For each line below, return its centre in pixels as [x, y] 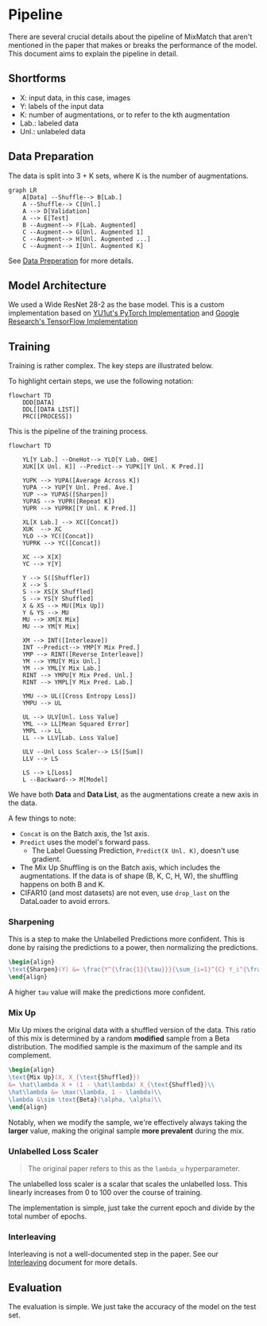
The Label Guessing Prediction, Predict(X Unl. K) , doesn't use [135, 851]
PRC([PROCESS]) [48, 417]
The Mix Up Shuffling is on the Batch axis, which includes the [120, 867]
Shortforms [37, 78]
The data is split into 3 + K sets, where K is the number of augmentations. [128, 176]
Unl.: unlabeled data [52, 131]
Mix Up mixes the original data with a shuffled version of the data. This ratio [132, 1030]
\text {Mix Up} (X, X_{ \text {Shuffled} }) [74, 1078]
